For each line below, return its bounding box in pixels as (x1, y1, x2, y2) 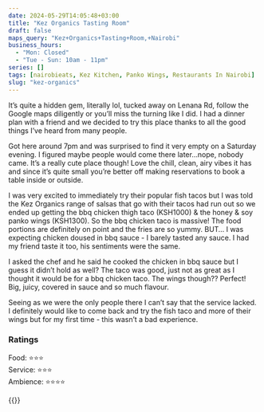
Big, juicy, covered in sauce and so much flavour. (8, 282, 169, 292)
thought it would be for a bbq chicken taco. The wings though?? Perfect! (8, 273, 246, 283)
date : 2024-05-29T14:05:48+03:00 (8, 11, 120, 20)
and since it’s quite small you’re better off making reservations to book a (8, 167, 246, 176)
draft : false (8, 26, 52, 34)
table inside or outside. (8, 175, 84, 184)
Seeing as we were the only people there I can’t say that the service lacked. (8, 297, 257, 307)
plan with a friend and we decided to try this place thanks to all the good (8, 117, 246, 127)
